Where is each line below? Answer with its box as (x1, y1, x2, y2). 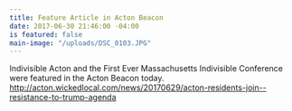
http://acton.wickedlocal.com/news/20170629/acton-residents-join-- (9, 82, 267, 93)
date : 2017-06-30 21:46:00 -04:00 (9, 22, 140, 31)
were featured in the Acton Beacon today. (9, 73, 165, 84)
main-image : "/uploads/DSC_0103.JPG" (9, 38, 152, 48)
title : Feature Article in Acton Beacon (9, 13, 165, 23)
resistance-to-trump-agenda (9, 92, 117, 103)
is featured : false (9, 30, 83, 39)
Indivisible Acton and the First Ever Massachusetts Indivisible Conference (9, 63, 283, 74)
